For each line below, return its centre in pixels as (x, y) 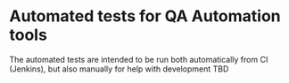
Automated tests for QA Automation (145, 16)
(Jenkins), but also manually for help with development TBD (119, 69)
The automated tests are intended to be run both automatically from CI (139, 59)
